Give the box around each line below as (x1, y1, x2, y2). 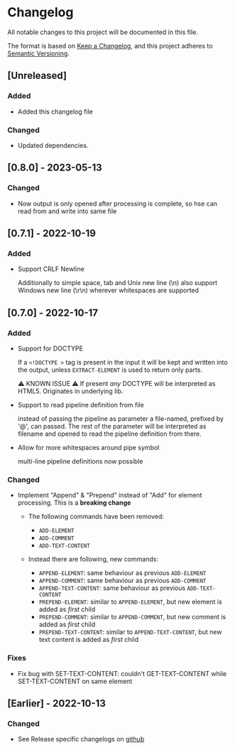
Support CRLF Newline (17, 264, 85, 274)
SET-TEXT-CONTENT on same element (17, 677, 133, 685)
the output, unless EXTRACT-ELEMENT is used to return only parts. (17, 365, 203, 374)
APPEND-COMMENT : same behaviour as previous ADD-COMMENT (38, 577, 207, 585)
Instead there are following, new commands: (28, 555, 158, 564)
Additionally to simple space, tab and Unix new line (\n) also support (17, 279, 218, 287)
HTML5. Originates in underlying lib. (17, 387, 124, 395)
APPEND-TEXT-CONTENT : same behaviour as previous (38, 584, 186, 592)
